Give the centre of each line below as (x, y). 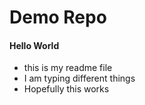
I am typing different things (79, 78)
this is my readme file (68, 68)
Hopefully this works (66, 89)
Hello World (34, 45)
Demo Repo (58, 17)
